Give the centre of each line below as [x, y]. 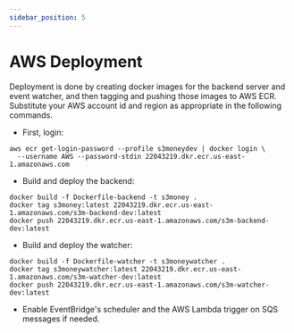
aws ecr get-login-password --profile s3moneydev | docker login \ [138, 148]
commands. [31, 115]
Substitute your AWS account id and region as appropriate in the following [146, 105]
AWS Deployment [76, 61]
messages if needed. [61, 319]
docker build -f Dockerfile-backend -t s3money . [104, 197]
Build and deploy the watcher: [77, 245]
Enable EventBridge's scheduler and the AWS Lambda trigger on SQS [150, 309]
